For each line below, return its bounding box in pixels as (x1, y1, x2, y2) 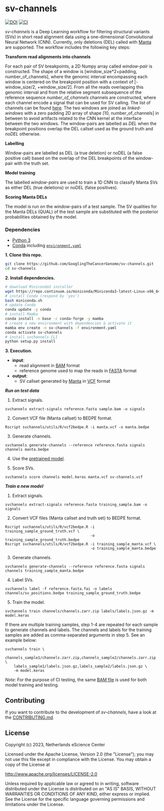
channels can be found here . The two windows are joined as (5, 105, 127, 111)
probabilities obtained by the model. (5, 214, 78, 220)
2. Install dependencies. (5, 275, 55, 281)
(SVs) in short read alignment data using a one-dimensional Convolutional (5, 34, 153, 40)
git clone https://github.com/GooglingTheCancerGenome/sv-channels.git (5, 262, 154, 267)
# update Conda (5, 302, 36, 308)
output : (12, 373, 28, 379)
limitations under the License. (5, 801, 64, 807)
